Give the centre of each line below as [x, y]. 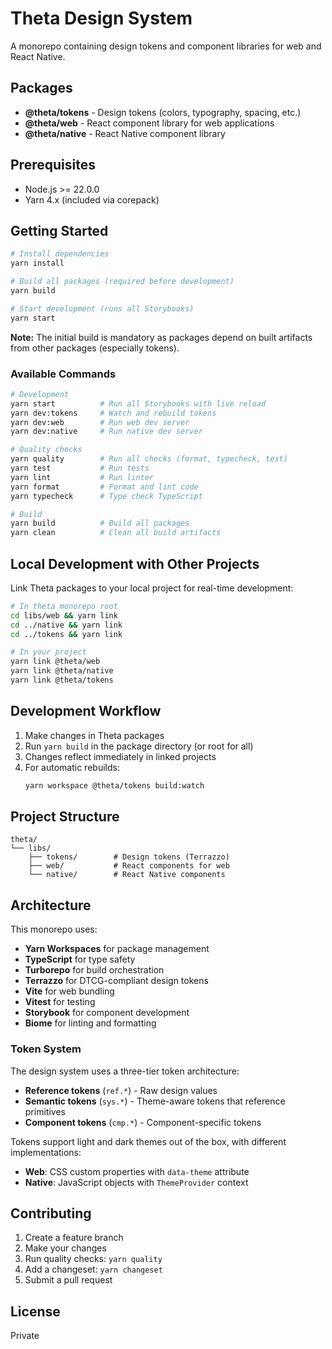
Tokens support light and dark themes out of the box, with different [148, 1141]
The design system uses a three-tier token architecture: [125, 1071]
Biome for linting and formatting [90, 1023]
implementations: [46, 1152]
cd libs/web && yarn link [64, 615]
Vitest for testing [60, 1002]
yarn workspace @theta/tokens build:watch [114, 785]
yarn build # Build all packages [100, 523]
